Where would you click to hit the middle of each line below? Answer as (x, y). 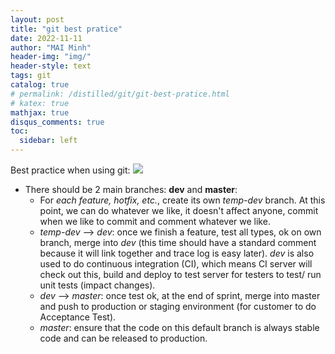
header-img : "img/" (51, 57)
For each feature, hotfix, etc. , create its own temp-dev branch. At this (182, 200)
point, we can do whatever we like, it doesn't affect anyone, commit (179, 210)
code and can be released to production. (123, 338)
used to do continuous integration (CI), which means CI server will (176, 264)
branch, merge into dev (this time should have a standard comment (178, 242)
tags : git (31, 76)
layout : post (37, 19)
